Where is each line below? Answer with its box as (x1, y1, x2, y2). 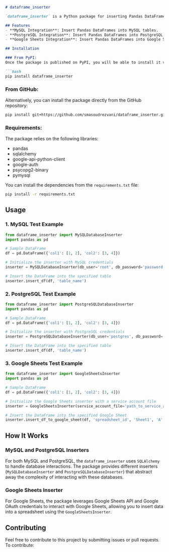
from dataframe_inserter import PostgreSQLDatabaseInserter (5, 302, 134, 307)
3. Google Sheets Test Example (5, 360, 83, 367)
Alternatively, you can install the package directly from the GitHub (5, 97, 142, 103)
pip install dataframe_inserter (5, 74, 73, 79)
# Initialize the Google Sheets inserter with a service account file (5, 399, 156, 404)
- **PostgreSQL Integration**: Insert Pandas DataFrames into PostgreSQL (5, 32, 163, 37)
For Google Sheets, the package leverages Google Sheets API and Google (5, 498, 158, 504)
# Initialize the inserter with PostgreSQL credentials (5, 329, 125, 335)
